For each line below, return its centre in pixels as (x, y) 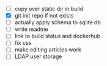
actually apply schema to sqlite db (58, 22)
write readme (31, 29)
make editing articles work (48, 50)
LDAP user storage (38, 56)
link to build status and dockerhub (57, 36)
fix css (23, 43)
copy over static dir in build (49, 9)
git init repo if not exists (44, 16)
